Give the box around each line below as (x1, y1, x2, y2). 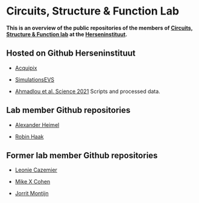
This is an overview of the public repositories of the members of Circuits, (6, 24, 193, 31)
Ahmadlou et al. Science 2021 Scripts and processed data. (14, 88, 161, 95)
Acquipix (14, 64, 37, 71)
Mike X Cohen (14, 178, 51, 185)
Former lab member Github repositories (6, 150, 158, 161)
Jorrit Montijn (14, 190, 49, 197)
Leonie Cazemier (14, 166, 57, 173)
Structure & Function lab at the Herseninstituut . (6, 30, 128, 37)
